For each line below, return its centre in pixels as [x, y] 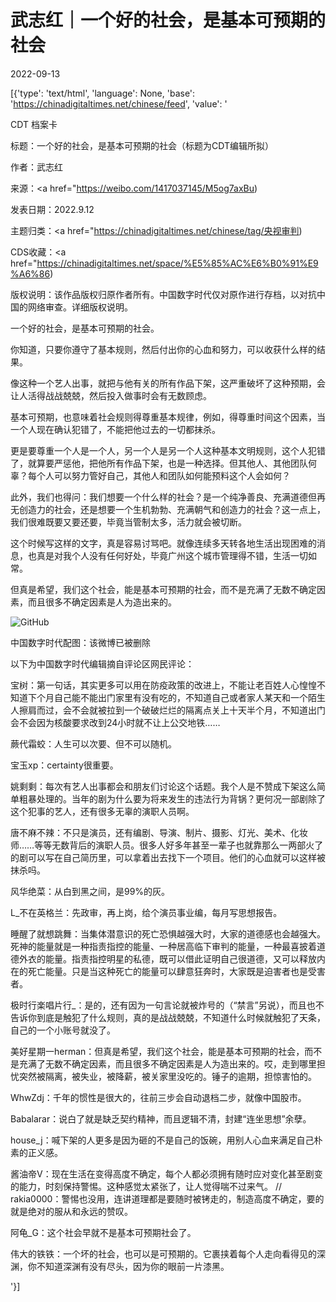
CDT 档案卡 [34, 124]
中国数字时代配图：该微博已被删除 [80, 642]
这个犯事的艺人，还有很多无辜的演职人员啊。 [102, 811]
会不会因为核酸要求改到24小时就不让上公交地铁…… [115, 722]
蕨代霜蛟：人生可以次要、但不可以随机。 [93, 743]
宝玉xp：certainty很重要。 [64, 765]
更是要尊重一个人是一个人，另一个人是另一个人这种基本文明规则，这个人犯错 [168, 450]
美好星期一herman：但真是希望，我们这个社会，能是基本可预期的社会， [157, 1051]
